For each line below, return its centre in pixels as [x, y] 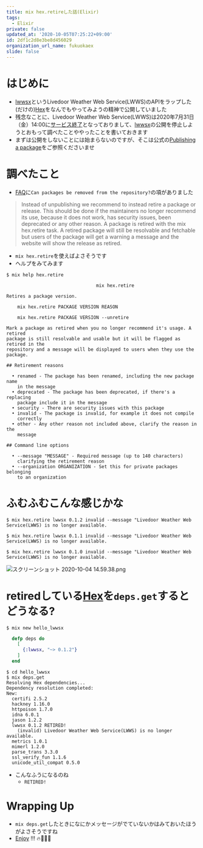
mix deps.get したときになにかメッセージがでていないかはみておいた [101, 824]
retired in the [26, 344]
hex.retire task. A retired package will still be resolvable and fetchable [108, 230]
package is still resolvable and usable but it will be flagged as [94, 338]
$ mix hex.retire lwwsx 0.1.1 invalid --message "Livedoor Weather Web [99, 536]
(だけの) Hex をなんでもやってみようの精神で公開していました [91, 109]
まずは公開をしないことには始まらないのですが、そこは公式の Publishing [105, 139]
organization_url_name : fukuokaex [50, 46]
